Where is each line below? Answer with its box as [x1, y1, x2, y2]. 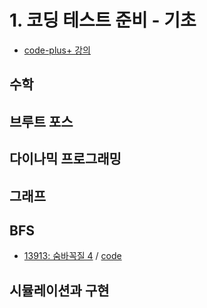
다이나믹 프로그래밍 [9, 151, 122, 168]
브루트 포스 [9, 113, 74, 130]
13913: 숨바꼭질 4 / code [23, 250, 122, 262]
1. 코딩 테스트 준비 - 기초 [9, 9, 197, 32]
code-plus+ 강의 [23, 44, 91, 56]
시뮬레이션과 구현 [9, 282, 110, 299]
